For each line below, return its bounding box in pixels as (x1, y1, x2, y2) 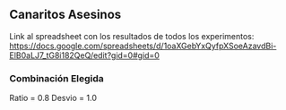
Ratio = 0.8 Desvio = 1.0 (9, 93, 97, 104)
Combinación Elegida (9, 72, 105, 84)
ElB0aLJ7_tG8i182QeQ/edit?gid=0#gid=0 (9, 49, 160, 61)
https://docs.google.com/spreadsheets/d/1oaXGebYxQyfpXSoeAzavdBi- (9, 40, 277, 51)
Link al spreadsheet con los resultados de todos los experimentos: (9, 30, 255, 41)
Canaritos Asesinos (9, 7, 122, 22)
